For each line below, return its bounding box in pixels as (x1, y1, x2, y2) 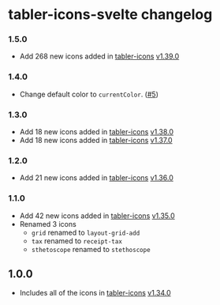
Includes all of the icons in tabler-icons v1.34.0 (19, 288, 171, 298)
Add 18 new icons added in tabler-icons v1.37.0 (19, 136, 173, 145)
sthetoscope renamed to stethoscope (31, 244, 151, 254)
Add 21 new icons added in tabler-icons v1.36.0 (19, 173, 173, 183)
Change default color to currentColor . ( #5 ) (19, 89, 159, 99)
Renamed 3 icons (19, 219, 76, 228)
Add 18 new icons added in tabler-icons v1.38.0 (19, 127, 173, 137)
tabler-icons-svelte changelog (8, 6, 213, 24)
